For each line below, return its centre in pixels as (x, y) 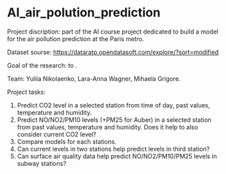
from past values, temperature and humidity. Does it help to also (108, 127)
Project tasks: (26, 92)
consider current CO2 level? (56, 134)
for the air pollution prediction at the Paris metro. (76, 38)
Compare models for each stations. (67, 141)
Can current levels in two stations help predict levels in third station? (113, 149)
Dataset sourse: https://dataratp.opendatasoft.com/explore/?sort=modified (113, 52)
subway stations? (41, 163)
